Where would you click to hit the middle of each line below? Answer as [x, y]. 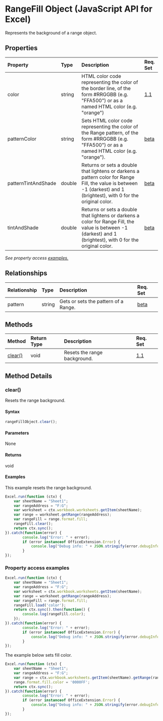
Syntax [12, 411]
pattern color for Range [108, 177]
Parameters [17, 433]
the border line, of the [106, 88]
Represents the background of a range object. [51, 33]
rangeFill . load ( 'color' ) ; [40, 605]
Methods [19, 324]
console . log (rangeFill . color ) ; [54, 614]
